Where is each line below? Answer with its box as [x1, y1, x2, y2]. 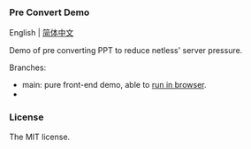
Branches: [9, 62, 47, 73]
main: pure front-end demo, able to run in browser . [21, 80, 207, 90]
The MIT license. [9, 131, 71, 142]
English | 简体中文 [9, 27, 74, 38]
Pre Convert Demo [9, 6, 90, 19]
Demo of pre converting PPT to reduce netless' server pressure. [9, 45, 243, 56]
